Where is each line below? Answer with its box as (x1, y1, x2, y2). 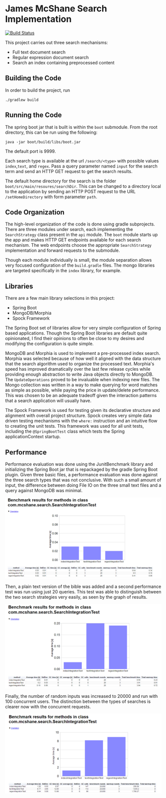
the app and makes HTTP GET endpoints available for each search (5, 237, 141, 243)
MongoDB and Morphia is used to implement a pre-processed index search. (5, 350, 160, 356)
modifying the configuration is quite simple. (5, 341, 94, 347)
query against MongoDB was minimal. (5, 488, 83, 493)
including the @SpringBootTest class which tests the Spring (5, 428, 125, 434)
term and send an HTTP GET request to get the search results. (5, 168, 133, 174)
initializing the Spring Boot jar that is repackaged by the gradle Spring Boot (5, 466, 158, 472)
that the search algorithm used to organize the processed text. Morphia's (5, 361, 155, 367)
